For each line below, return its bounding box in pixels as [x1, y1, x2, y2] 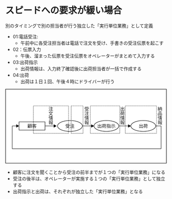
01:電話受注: [12, 33, 38, 39]
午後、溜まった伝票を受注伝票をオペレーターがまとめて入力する [20, 52, 155, 59]
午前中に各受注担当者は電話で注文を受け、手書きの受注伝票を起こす [20, 39, 164, 46]
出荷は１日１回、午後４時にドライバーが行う [20, 78, 115, 85]
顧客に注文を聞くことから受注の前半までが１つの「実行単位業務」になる [12, 169, 165, 175]
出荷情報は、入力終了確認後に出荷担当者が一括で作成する [20, 65, 142, 72]
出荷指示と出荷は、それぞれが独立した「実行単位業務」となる [12, 188, 143, 194]
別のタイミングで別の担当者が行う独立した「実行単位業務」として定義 [5, 23, 154, 29]
